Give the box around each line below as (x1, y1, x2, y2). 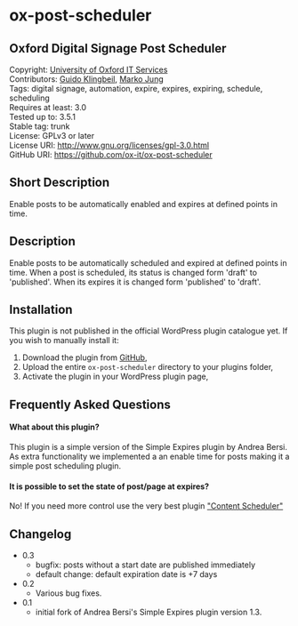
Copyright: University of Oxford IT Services (9, 64, 168, 75)
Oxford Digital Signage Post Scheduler (9, 41, 227, 56)
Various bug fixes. (35, 588, 102, 598)
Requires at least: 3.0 (9, 102, 87, 112)
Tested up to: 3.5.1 (9, 112, 76, 122)
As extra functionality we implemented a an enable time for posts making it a (9, 451, 290, 462)
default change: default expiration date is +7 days (35, 569, 218, 580)
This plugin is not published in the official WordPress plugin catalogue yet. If (9, 325, 288, 336)
